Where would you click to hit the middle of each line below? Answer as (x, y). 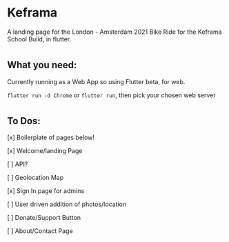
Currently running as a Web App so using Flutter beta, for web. (96, 81)
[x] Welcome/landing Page (45, 151)
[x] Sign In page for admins (46, 191)
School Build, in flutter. (39, 39)
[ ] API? (18, 164)
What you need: (42, 65)
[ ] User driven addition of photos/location (67, 204)
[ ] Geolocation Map (36, 178)
